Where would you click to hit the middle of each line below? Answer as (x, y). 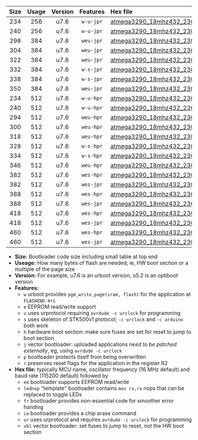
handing (33, 407)
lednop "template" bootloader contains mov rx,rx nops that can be (104, 388)
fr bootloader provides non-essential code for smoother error (98, 401)
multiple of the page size (45, 269)
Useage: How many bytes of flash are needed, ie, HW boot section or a (101, 263)
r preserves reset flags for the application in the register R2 (95, 363)
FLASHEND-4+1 (39, 301)
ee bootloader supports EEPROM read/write (76, 382)
